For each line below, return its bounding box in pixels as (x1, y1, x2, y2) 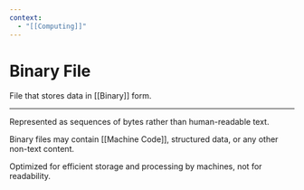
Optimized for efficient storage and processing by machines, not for (9, 161, 262, 172)
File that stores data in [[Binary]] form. (9, 90, 152, 101)
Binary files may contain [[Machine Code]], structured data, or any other (9, 134, 279, 145)
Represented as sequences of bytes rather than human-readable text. (9, 117, 270, 128)
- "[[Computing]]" (17, 22, 88, 31)
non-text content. (9, 144, 75, 155)
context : (9, 13, 43, 23)
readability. (9, 171, 52, 182)
